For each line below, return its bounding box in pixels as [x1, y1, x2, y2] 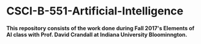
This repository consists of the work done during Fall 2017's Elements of [6, 24, 195, 31]
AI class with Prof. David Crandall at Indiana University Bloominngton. [6, 31, 188, 38]
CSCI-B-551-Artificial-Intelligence [6, 4, 184, 18]
